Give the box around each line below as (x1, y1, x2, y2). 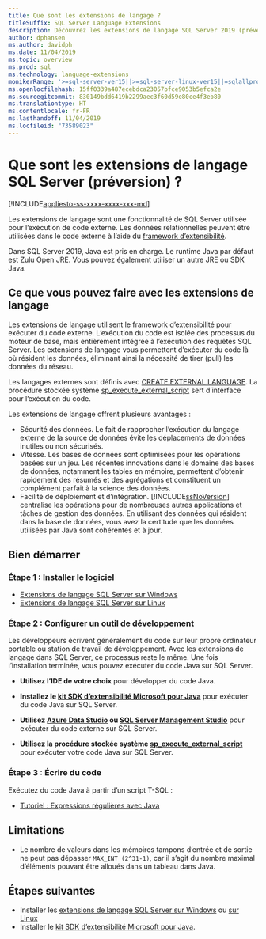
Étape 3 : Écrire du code (8, 767, 101, 778)
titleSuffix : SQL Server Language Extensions (8, 19, 161, 27)
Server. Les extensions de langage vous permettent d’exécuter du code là (8, 345, 249, 354)
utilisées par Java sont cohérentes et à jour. (19, 525, 162, 535)
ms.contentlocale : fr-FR (8, 108, 90, 115)
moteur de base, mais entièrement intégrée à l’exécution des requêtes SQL (8, 336, 252, 346)
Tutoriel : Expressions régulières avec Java (19, 801, 160, 810)
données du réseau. (8, 362, 74, 371)
